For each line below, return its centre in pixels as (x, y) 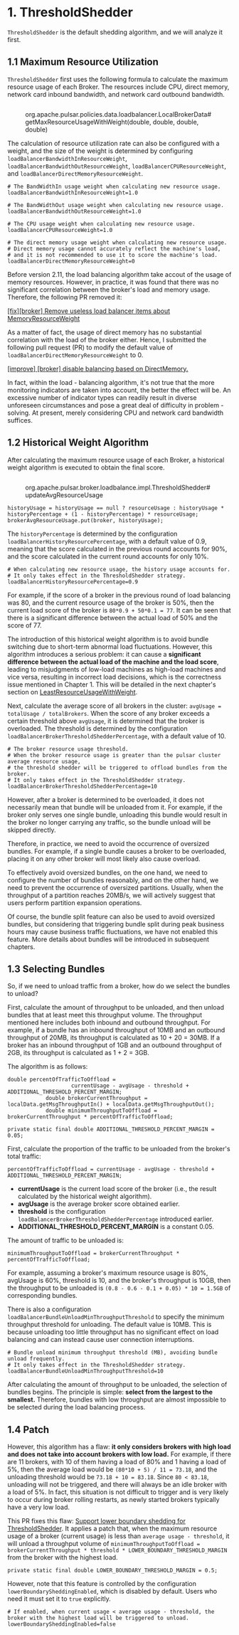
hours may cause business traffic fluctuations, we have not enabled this (113, 931)
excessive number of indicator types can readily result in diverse (102, 397)
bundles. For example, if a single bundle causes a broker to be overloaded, (117, 851)
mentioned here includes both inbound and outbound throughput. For (109, 1022)
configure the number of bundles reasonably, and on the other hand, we (113, 880)
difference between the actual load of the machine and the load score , (113, 662)
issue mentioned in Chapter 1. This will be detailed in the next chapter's (112, 684)
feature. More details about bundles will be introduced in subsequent (108, 939)
